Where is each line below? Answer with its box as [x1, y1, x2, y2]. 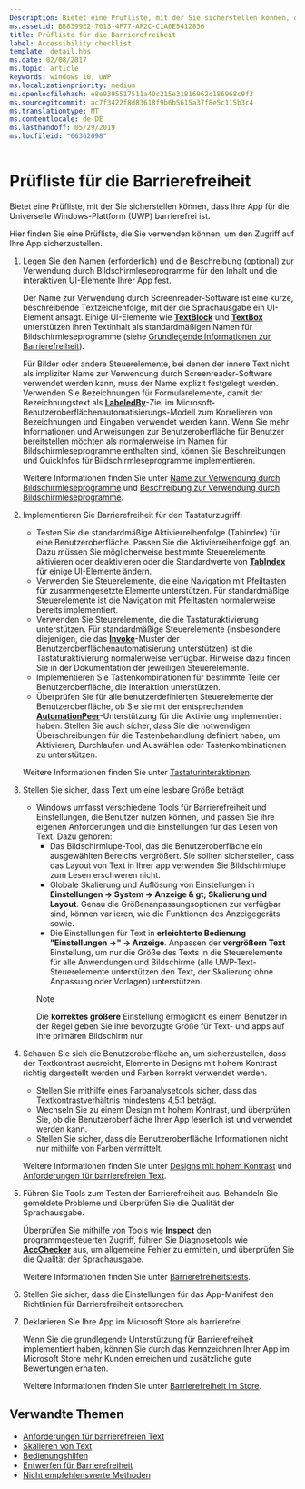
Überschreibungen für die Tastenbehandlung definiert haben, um [35, 729, 280, 741]
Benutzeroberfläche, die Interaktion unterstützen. [35, 681, 221, 692]
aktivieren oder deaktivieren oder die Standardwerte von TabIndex [35, 555, 286, 566]
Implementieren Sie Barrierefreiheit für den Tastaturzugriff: [22, 509, 243, 520]
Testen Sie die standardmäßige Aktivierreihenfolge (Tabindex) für [35, 526, 281, 537]
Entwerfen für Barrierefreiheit [22, 1460, 133, 1471]
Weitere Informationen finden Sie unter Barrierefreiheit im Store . [22, 1380, 262, 1391]
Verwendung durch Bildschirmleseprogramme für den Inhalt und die [22, 265, 278, 275]
